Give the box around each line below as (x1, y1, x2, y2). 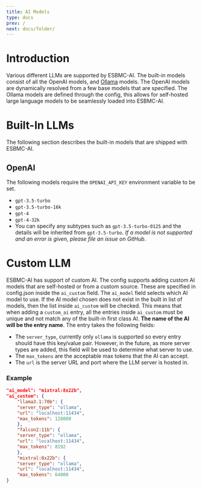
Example (6, 374, 33, 382)
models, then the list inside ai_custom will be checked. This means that (6, 302, 182, 309)
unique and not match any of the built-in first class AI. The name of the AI (6, 315, 190, 322)
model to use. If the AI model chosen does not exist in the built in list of (6, 296, 183, 303)
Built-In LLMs (6, 118, 74, 132)
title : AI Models (6, 8, 50, 15)
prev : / (6, 20, 26, 26)
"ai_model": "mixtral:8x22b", (6, 387, 83, 393)
